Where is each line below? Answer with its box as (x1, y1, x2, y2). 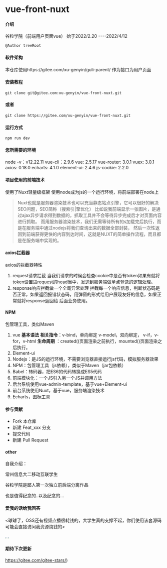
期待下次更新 (5, 546, 31, 552)
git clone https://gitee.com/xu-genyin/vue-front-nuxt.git (5, 113, 131, 118)
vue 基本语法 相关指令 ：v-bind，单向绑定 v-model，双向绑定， (12, 332, 142, 338)
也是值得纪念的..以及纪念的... (5, 493, 64, 499)
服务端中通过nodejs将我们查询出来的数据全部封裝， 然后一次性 (26, 224, 155, 231)
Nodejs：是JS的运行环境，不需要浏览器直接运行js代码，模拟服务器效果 (12, 356, 159, 362)
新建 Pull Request (12, 437, 48, 443)
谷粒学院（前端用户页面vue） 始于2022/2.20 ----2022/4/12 (5, 33, 127, 39)
